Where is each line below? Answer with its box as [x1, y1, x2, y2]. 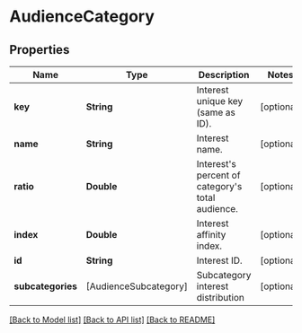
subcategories [13, 280, 78, 293]
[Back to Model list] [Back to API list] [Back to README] [9, 314, 216, 325]
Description [198, 69, 250, 81]
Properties [9, 42, 70, 57]
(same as [196, 106, 235, 118]
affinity [196, 229, 226, 241]
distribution [196, 292, 245, 303]
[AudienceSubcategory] [85, 280, 189, 293]
